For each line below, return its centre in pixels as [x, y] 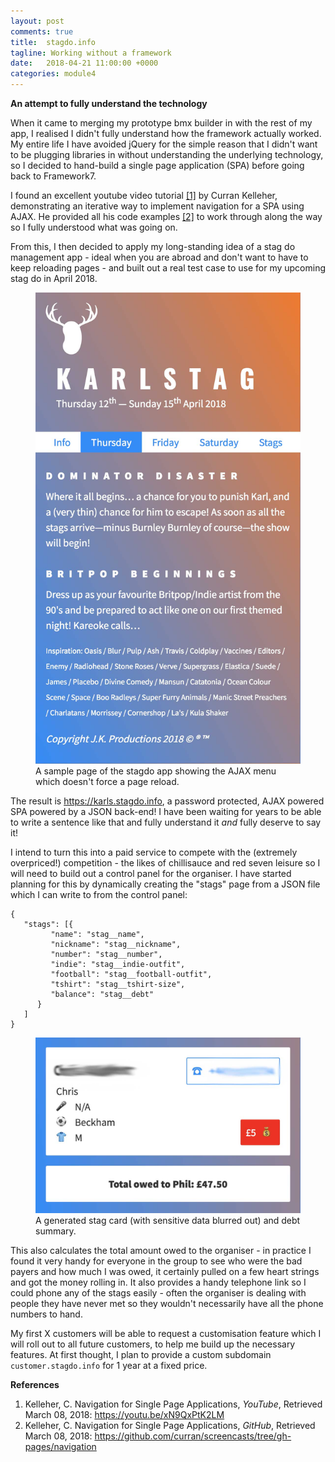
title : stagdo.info [53, 42]
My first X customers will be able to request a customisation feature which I [166, 1334]
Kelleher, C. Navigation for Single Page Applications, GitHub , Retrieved [170, 1426]
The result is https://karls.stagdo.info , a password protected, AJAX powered [167, 801]
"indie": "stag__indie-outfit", [118, 965]
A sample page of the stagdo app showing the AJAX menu [156, 771]
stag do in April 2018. [54, 278]
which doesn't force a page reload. [107, 782]
